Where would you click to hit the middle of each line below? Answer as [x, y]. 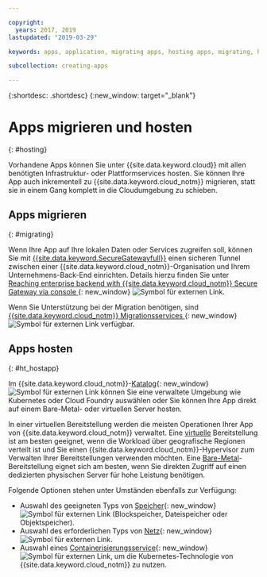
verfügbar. [118, 324]
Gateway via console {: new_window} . [116, 291]
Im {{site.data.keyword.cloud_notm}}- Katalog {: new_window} [108, 383]
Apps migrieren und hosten [101, 127]
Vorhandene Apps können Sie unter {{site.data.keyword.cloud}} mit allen [127, 165]
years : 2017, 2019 [46, 30]
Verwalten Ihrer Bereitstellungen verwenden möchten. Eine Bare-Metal [124, 458]
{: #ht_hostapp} [34, 368]
